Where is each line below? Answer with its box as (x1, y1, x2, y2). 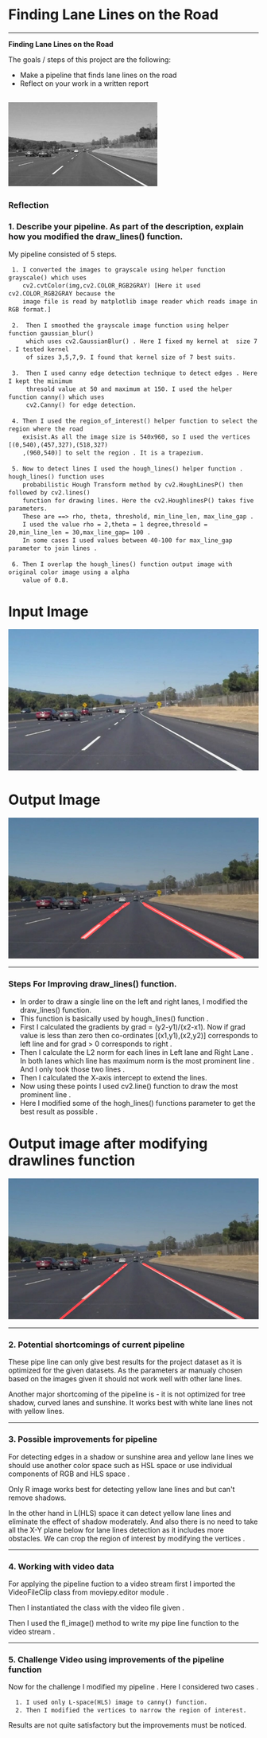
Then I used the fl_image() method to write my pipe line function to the (8, 1619, 240, 1628)
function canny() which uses (8, 393, 105, 401)
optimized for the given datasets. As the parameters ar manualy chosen (8, 1365, 243, 1375)
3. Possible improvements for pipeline (8, 1434, 157, 1445)
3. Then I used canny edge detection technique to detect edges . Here (11, 369, 258, 377)
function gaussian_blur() (8, 329, 94, 338)
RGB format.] (8, 305, 52, 314)
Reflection (8, 200, 49, 211)
